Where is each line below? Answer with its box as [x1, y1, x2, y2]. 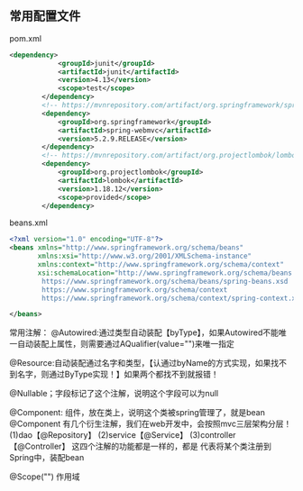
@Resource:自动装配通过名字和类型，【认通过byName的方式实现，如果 [9, 358, 271, 368]
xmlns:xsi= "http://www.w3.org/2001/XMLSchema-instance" [37, 251, 252, 261]
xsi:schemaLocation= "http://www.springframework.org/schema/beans [37, 268, 293, 277]
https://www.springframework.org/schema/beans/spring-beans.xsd [41, 277, 289, 286]
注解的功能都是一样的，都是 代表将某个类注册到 [95, 441, 272, 452]
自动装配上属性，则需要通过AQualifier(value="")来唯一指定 [16, 339, 234, 350]
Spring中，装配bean [9, 452, 85, 463]
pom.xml [9, 32, 42, 43]
